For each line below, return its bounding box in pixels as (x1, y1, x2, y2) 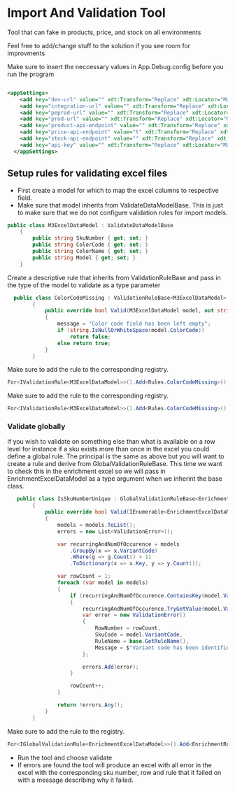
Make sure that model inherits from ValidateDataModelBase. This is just (17, 201, 224, 209)
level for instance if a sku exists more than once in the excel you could (7, 445, 210, 453)
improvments (7, 49, 45, 57)
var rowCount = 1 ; (57, 573, 111, 580)
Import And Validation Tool (7, 5, 166, 21)
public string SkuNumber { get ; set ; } (32, 235, 149, 242)
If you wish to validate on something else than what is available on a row (7, 437, 215, 446)
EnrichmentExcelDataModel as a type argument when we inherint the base (7, 474, 222, 483)
